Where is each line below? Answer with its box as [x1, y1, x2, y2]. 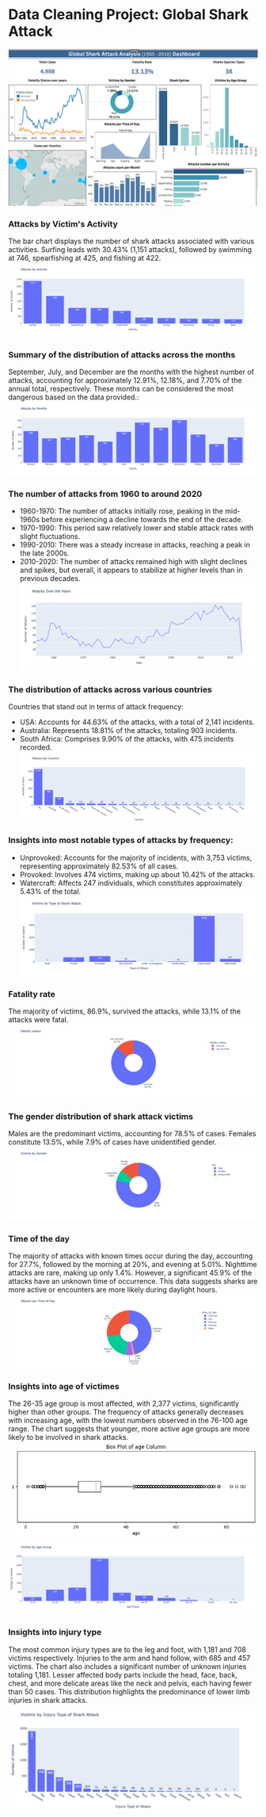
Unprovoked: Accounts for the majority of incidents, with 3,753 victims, [19, 853, 253, 862]
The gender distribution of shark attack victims [8, 1111, 194, 1122]
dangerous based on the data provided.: [8, 392, 139, 402]
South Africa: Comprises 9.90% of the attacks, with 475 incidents [19, 734, 234, 743]
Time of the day [8, 1233, 70, 1244]
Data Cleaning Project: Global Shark [8, 6, 249, 24]
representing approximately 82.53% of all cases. [19, 861, 179, 871]
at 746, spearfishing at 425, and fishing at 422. [8, 254, 161, 263]
